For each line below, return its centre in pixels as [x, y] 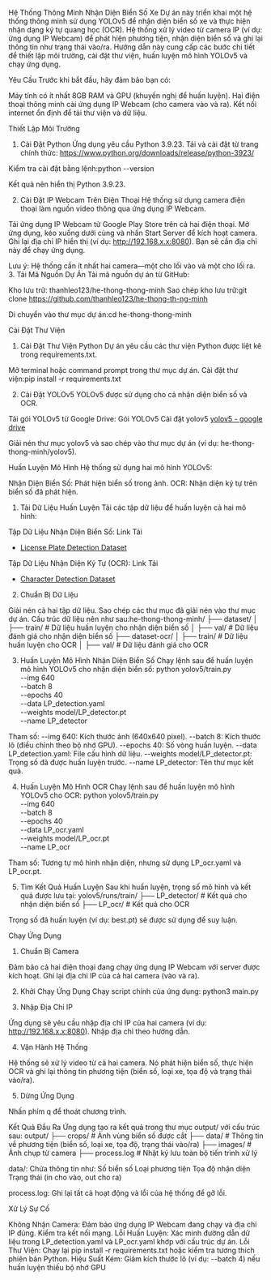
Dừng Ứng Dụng [47, 1096]
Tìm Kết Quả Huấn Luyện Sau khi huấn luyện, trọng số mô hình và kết [135, 887]
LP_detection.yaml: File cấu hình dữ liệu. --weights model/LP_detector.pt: [130, 753]
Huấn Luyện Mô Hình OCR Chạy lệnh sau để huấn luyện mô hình [127, 787]
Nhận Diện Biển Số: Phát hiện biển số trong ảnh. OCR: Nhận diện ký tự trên [133, 483]
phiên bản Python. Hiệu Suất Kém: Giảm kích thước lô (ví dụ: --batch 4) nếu [134, 1259]
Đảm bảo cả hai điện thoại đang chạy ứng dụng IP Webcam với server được [134, 967]
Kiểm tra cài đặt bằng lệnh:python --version [81, 169]
